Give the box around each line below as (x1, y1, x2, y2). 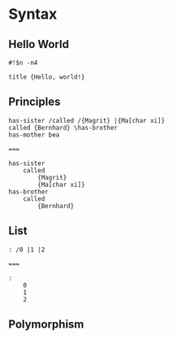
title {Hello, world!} (8, 73, 85, 81)
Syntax (8, 5, 58, 24)
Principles (8, 95, 61, 109)
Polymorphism (8, 318, 84, 332)
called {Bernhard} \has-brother (8, 124, 118, 132)
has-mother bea (8, 131, 60, 139)
